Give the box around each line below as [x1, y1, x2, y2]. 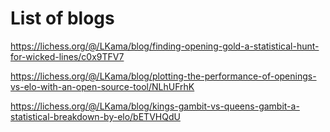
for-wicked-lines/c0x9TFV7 [10, 50, 125, 62]
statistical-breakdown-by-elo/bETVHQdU [10, 110, 181, 122]
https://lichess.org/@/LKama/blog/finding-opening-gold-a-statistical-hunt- [10, 40, 320, 52]
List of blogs [10, 7, 115, 30]
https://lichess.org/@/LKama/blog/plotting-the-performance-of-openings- [10, 70, 317, 82]
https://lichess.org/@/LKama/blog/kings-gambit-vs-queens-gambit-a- [10, 100, 300, 112]
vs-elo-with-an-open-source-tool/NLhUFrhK [10, 80, 195, 92]
